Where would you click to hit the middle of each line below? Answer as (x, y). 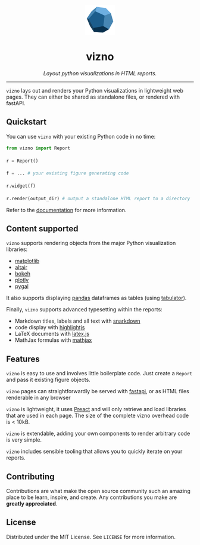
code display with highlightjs (50, 327)
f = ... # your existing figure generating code (68, 173)
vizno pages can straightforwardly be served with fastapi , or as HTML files (98, 391)
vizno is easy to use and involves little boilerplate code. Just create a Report (99, 373)
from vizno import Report (38, 148)
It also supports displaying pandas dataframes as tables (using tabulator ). (96, 298)
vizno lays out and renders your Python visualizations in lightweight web (95, 90)
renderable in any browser (38, 398)
